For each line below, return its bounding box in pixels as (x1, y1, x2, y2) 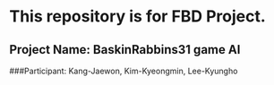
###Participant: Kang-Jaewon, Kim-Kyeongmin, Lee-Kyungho (9, 65, 238, 76)
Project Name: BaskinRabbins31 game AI (9, 42, 241, 57)
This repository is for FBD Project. (9, 6, 266, 27)
